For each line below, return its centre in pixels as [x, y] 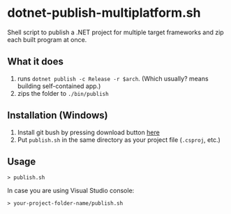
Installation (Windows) [58, 116]
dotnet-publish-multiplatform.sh [104, 13]
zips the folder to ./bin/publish [63, 93]
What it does [36, 62]
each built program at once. [47, 39]
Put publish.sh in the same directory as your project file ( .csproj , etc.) [119, 140]
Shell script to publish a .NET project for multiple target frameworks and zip [116, 32]
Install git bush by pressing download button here [89, 132]
